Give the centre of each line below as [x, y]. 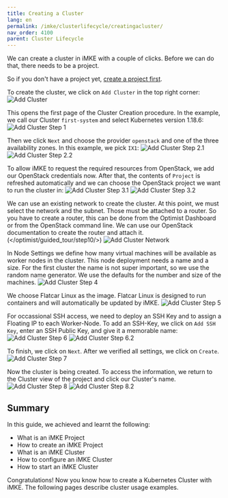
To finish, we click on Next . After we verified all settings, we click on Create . [113, 351]
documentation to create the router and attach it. [75, 233]
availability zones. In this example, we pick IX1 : [73, 148]
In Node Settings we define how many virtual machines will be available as [112, 253]
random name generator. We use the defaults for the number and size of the [114, 275]
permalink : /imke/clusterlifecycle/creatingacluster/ [85, 26]
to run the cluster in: [35, 190]
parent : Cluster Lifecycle [45, 39]
